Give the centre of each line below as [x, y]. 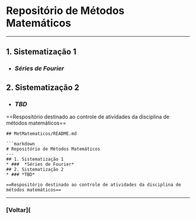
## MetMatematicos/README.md [41, 133]
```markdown [20, 144]
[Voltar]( [18, 210]
